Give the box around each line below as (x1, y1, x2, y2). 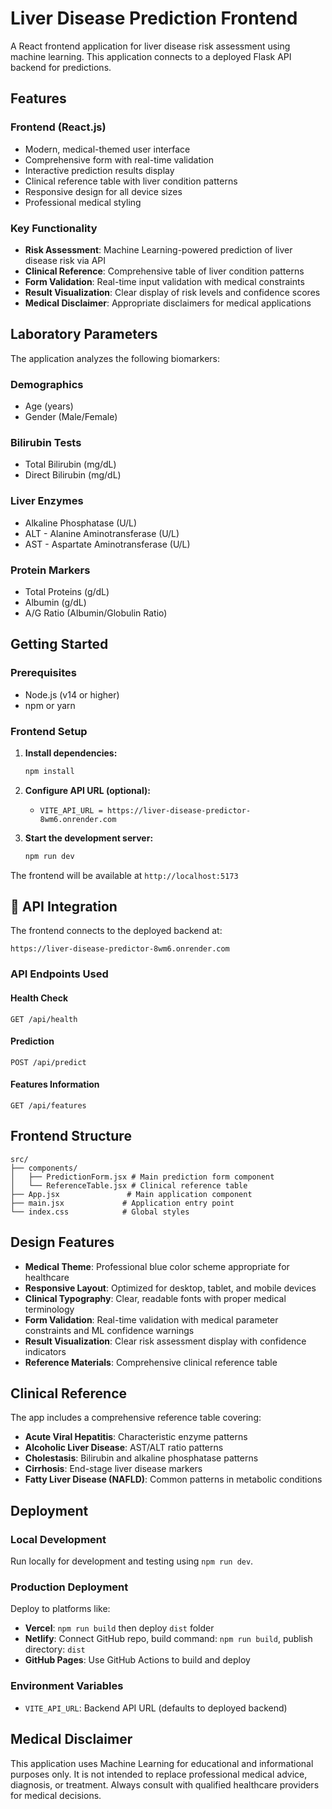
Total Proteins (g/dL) (24, 585, 110, 597)
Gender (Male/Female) (24, 411, 118, 423)
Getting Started (10, 636, 109, 653)
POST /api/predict (10, 1057, 87, 1067)
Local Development (10, 1532, 107, 1546)
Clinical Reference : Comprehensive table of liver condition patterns (24, 265, 305, 277)
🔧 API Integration (10, 898, 118, 916)
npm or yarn (24, 699, 76, 711)
